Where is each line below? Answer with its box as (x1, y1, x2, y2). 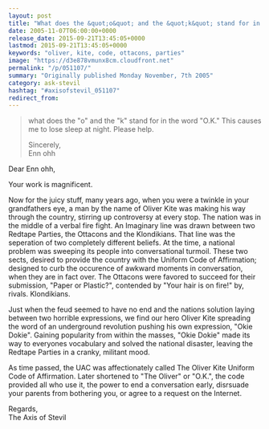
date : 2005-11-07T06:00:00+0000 (8, 27, 116, 35)
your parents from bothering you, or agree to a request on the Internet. (8, 389, 243, 398)
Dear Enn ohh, (8, 164, 56, 174)
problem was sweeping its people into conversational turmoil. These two (8, 247, 249, 256)
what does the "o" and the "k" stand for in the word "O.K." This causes (27, 116, 262, 125)
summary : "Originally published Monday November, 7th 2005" (8, 71, 214, 80)
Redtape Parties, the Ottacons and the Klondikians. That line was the (8, 230, 235, 239)
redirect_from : (8, 94, 59, 102)
